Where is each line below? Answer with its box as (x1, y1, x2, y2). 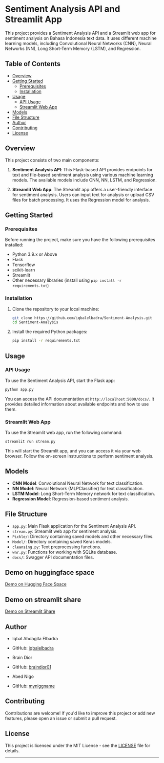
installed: (5, 242, 23, 248)
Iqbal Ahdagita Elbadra (12, 635, 58, 641)
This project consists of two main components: (5, 157, 100, 163)
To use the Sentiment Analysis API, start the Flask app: (5, 378, 115, 383)
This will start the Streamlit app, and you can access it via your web (5, 448, 141, 453)
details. (5, 747, 20, 754)
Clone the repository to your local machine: (12, 306, 99, 312)
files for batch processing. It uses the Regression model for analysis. (12, 197, 150, 202)
